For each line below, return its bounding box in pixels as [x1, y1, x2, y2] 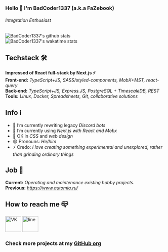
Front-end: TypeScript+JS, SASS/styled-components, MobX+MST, [5, 77, 145, 83]
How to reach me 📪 [5, 200, 69, 208]
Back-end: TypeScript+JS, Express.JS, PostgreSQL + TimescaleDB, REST [5, 88, 159, 94]
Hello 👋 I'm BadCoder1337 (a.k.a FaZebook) [5, 5, 115, 12]
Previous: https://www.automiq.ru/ [5, 185, 78, 191]
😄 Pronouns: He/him [12, 138, 57, 144]
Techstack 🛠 [5, 53, 48, 62]
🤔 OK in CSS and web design [12, 133, 73, 139]
